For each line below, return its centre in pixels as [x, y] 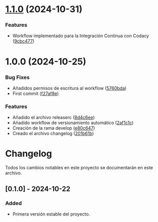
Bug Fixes [18, 77]
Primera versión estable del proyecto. [51, 214]
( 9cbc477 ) [23, 41]
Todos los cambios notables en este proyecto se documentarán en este [79, 168]
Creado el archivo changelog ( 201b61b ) [53, 134]
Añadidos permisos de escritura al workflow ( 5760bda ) [69, 88]
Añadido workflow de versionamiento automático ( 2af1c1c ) [73, 123]
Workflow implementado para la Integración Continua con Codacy [81, 36]
